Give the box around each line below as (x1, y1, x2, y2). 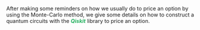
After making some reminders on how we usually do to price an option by (6, 5, 189, 12)
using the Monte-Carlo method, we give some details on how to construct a (6, 11, 195, 18)
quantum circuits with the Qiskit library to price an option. (6, 18, 150, 24)
